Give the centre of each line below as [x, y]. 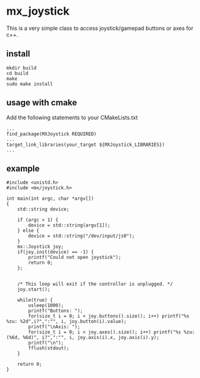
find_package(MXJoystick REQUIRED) [52, 134]
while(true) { [35, 300]
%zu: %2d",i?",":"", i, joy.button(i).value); [66, 322]
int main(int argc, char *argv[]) [50, 199]
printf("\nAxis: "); [54, 327]
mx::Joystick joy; [41, 247]
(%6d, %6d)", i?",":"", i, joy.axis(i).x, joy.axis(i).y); [83, 338]
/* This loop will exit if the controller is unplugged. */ [95, 284]
